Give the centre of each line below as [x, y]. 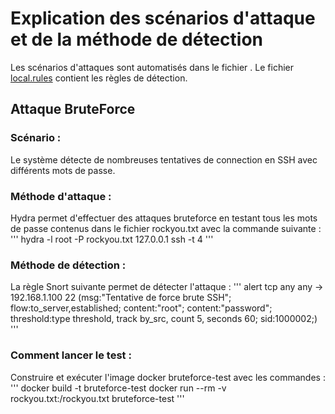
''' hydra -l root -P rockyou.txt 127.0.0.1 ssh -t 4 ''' [112, 239]
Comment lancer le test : [71, 355]
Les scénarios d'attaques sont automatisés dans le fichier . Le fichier [152, 67]
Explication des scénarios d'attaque [163, 18]
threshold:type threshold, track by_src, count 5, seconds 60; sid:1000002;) [164, 319]
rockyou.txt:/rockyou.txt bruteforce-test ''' [97, 398]
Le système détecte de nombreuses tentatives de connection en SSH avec [164, 159]
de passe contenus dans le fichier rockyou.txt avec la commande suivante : [166, 228]
